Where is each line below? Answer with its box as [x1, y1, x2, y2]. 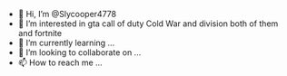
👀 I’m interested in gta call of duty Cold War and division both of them [17, 18, 279, 29]
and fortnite [17, 28, 62, 38]
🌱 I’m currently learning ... [17, 37, 115, 48]
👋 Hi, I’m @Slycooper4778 [17, 9, 116, 19]
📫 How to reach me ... [17, 57, 103, 68]
